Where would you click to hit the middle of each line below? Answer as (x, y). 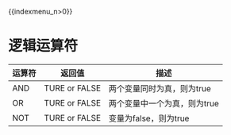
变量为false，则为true (149, 118)
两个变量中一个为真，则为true (164, 103)
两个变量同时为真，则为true (160, 88)
